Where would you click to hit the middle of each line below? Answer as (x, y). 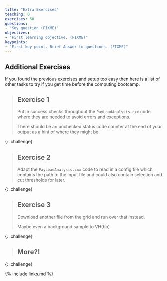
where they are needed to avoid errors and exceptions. (74, 117)
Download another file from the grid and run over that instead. (81, 217)
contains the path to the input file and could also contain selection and (89, 175)
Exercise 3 (34, 205)
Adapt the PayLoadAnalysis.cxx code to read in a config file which (85, 169)
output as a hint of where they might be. (58, 132)
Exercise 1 (33, 100)
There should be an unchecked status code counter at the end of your (89, 127)
